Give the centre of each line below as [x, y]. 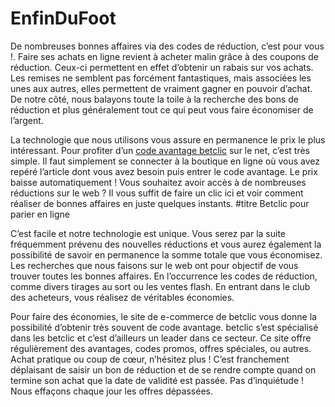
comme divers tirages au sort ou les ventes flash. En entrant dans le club [160, 286]
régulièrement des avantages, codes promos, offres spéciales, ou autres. [161, 348]
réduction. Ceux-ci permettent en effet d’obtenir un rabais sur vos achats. [162, 67]
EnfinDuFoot [63, 18]
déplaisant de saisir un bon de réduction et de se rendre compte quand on [163, 369]
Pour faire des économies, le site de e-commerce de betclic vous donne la [163, 316]
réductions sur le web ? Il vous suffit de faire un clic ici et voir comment [157, 193]
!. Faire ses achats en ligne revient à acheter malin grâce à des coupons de [164, 56]
